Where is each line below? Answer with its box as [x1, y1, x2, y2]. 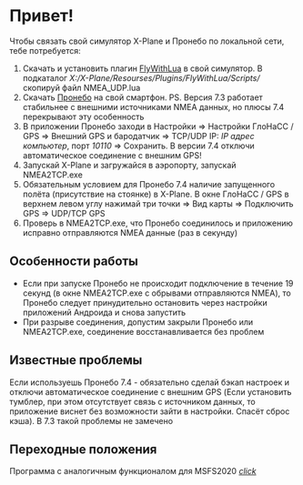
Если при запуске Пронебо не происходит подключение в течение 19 [22, 278, 294, 288]
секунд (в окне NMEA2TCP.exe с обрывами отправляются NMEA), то [22, 288, 291, 298]
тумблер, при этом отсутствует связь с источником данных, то [9, 396, 257, 407]
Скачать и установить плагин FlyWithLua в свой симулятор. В [22, 63, 263, 74]
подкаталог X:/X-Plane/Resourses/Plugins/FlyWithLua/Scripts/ [22, 72, 260, 83]
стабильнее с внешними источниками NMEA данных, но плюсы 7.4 [22, 101, 285, 112]
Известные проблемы [9, 352, 143, 369]
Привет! [9, 5, 75, 26]
